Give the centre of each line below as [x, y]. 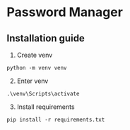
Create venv [35, 55]
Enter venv [32, 81]
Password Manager [65, 12]
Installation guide [46, 38]
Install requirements [46, 107]
